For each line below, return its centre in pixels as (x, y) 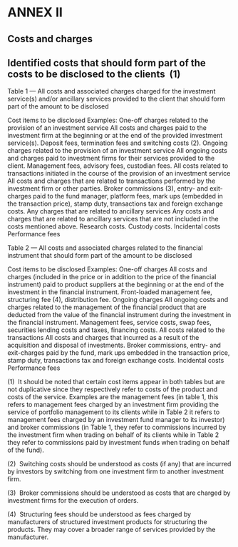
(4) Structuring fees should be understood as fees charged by (99, 514)
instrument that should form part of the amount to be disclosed (100, 256)
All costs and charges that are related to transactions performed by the (112, 181)
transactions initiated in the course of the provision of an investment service (119, 174)
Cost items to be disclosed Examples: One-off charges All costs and (108, 269)
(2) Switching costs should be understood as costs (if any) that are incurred (119, 464)
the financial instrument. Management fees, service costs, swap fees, (109, 323)
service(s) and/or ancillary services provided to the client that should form (117, 99)
